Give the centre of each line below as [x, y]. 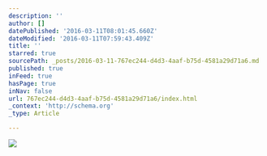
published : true [36, 69]
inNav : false [30, 91]
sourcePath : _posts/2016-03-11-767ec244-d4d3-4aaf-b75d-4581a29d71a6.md [134, 61]
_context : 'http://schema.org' [61, 106]
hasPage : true [32, 83]
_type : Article [34, 114]
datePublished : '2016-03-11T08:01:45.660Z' [83, 31]
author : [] [27, 23]
